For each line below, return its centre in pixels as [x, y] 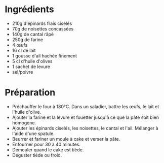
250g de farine [28, 40]
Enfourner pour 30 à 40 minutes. [46, 144]
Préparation [30, 93]
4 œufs [20, 45]
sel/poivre [23, 72]
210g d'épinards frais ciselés [42, 23]
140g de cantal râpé [33, 34]
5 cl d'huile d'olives [32, 61]
